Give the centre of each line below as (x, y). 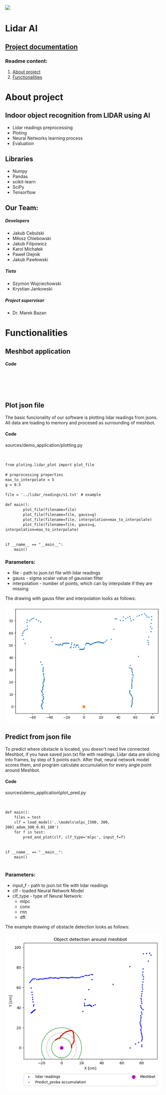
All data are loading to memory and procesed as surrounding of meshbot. (80, 422)
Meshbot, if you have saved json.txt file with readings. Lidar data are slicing (83, 754)
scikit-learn (24, 181)
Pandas (20, 176)
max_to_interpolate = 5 (30, 480)
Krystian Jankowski (32, 289)
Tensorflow (24, 192)
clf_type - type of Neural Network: (47, 896)
